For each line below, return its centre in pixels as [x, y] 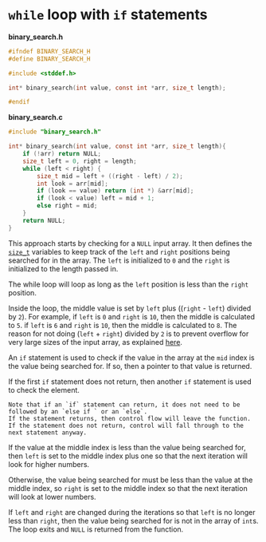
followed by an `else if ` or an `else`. [78, 411]
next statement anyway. [48, 433]
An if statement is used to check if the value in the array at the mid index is [131, 358]
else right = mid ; [67, 206]
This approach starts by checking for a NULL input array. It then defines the [130, 243]
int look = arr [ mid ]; [73, 184]
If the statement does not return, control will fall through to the [126, 425]
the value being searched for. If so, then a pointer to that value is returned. [130, 366]
